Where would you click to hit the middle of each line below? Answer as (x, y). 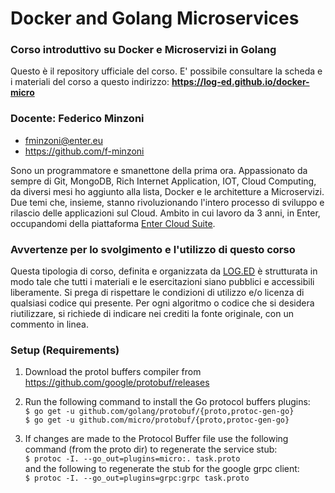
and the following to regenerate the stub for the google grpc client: (162, 469)
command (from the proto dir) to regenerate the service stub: (151, 449)
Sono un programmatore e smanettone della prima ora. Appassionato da (159, 170)
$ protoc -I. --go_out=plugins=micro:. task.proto (132, 459)
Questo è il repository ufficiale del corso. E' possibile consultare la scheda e (166, 71)
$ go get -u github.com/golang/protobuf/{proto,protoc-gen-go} (159, 412)
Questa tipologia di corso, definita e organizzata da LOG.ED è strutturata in (164, 271)
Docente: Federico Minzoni (77, 119)
